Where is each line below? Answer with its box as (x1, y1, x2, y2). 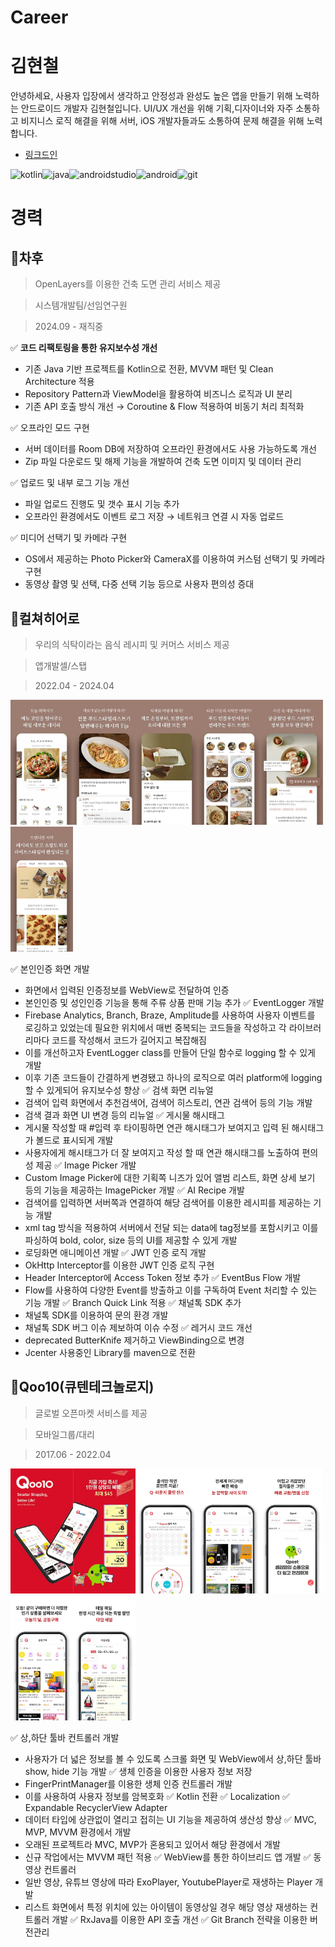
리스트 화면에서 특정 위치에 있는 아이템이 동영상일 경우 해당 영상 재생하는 (24, 1901, 308, 1913)
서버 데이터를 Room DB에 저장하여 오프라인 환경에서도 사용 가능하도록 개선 (24, 443, 317, 455)
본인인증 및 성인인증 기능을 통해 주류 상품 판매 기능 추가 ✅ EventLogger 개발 (24, 996, 325, 1008)
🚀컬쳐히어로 (10, 610, 80, 627)
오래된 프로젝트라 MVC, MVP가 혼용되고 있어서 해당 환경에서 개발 (24, 1838, 281, 1850)
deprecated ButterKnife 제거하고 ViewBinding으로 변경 (24, 1334, 245, 1346)
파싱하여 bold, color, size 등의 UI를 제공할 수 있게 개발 (24, 1234, 238, 1246)
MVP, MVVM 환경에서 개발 (24, 1826, 132, 1838)
